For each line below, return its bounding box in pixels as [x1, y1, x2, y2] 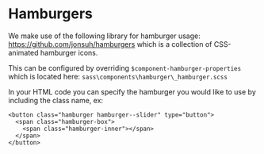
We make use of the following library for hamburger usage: [8, 31, 201, 40]
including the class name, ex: [8, 95, 104, 105]
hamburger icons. [40, 48, 98, 57]
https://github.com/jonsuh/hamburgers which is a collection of [8, 39, 212, 48]
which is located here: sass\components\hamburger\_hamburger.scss [8, 71, 228, 81]
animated [8, 48, 39, 57]
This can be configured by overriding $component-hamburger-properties [8, 63, 242, 72]
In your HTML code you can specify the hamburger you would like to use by [8, 87, 256, 96]
